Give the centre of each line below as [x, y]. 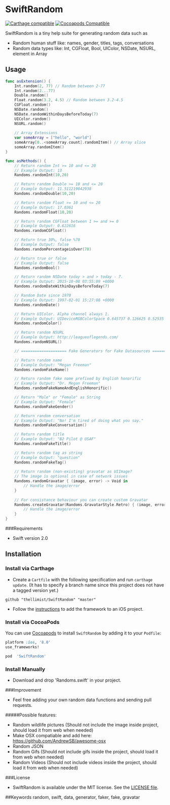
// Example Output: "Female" [45, 402]
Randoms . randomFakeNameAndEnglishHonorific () [63, 388]
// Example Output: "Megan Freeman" [53, 365]
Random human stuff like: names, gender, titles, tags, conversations [83, 43]
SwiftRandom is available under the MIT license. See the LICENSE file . [86, 787]
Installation [23, 554]
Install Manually [25, 669]
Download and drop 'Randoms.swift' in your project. [67, 680]
